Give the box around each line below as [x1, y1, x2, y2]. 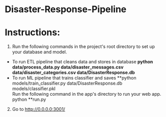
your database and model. [12, 49, 67, 55]
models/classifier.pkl [12, 86, 56, 92]
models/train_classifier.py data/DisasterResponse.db [12, 80, 123, 87]
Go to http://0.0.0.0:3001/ [12, 106, 65, 112]
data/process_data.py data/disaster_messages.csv [12, 64, 124, 70]
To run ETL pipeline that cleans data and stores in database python [12, 59, 153, 65]
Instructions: [5, 27, 60, 38]
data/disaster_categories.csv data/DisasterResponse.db [12, 69, 135, 75]
